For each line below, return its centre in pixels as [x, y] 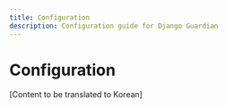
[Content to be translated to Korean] [76, 95]
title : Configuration [50, 17]
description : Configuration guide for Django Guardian [114, 26]
